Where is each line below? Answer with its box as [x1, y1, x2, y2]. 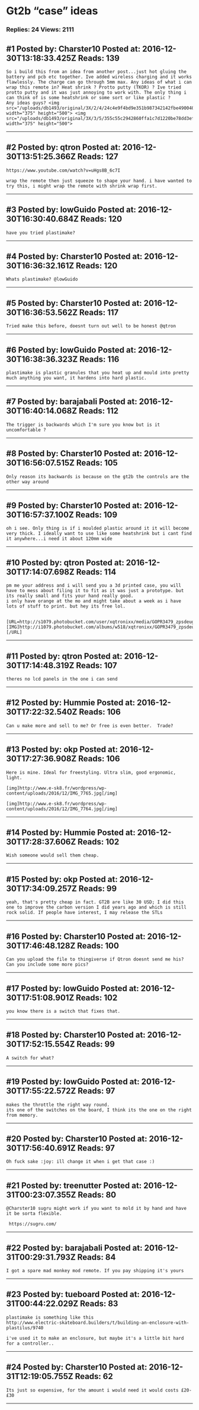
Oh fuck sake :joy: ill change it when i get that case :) [6, 1159, 155, 1165]
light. [6, 774, 23, 780]
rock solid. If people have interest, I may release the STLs [6, 910, 163, 916]
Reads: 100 [76, 940, 120, 951]
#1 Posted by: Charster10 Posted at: [6, 43, 141, 54]
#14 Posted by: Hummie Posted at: [6, 827, 136, 838]
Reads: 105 [76, 458, 118, 468]
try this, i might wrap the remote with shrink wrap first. [6, 183, 158, 189]
